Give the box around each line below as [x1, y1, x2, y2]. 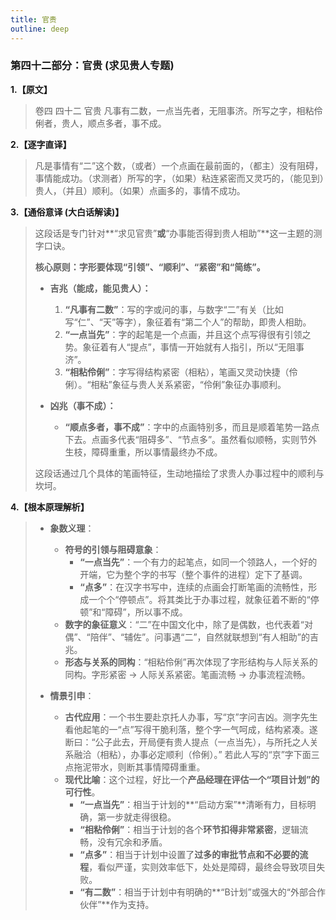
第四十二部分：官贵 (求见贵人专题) [10, 59, 175, 73]
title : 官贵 [10, 14, 57, 25]
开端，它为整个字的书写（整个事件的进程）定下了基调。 [79, 568, 308, 580]
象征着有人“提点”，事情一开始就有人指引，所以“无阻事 [82, 341, 305, 353]
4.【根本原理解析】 [10, 501, 90, 513]
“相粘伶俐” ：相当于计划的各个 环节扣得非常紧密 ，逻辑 [79, 823, 300, 835]
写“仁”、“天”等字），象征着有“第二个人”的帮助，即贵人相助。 [64, 316, 312, 328]
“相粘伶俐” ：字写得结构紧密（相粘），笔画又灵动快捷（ [64, 366, 290, 378]
